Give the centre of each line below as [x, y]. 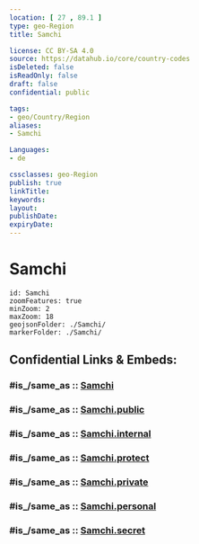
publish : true [36, 183]
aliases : [26, 125]
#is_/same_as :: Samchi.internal [80, 434]
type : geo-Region [42, 26]
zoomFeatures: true [46, 301]
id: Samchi [30, 293]
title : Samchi [36, 34]
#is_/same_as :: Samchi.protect [79, 458]
